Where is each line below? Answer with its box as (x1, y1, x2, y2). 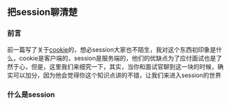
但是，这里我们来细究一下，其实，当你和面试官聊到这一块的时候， (30, 62, 218, 70)
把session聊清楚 (7, 6, 78, 18)
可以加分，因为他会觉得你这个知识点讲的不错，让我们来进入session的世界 (12, 71, 222, 79)
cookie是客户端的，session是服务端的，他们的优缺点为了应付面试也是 (19, 54, 216, 62)
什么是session (7, 89, 55, 99)
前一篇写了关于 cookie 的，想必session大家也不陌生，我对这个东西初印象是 (7, 45, 216, 53)
